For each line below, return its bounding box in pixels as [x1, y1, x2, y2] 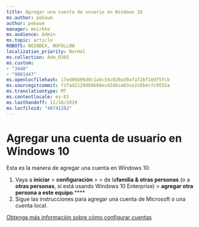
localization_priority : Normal [6, 49, 86, 55]
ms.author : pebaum [6, 15, 53, 21]
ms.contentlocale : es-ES [6, 94, 69, 100]
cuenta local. [15, 202, 48, 209]
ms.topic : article [6, 37, 53, 43]
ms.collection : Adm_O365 [6, 54, 69, 60]
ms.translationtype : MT [6, 88, 67, 94]
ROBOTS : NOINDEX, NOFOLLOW [6, 43, 75, 49]
